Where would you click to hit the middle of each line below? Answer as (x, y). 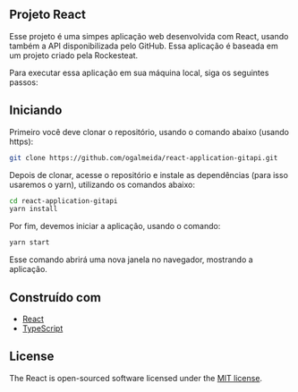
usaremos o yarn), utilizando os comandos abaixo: (102, 184)
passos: (24, 82)
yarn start (30, 243)
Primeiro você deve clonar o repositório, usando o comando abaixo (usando (149, 132)
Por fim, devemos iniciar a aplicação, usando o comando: (115, 226)
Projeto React (48, 15)
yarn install (34, 209)
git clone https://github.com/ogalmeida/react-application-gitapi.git (144, 158)
